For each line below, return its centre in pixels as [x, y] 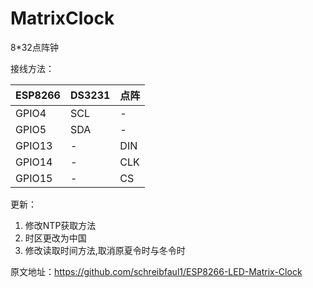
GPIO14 [34, 162]
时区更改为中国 [55, 238]
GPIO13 [34, 145]
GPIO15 [34, 178]
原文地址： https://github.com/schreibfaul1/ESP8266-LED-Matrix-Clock [156, 271]
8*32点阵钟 [34, 47]
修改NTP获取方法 [60, 225]
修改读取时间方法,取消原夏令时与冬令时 [105, 250]
